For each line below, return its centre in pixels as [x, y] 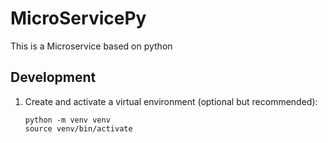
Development [53, 77]
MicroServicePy [78, 18]
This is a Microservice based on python [91, 46]
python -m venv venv [67, 120]
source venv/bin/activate [78, 128]
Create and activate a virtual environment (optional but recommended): [171, 101]
